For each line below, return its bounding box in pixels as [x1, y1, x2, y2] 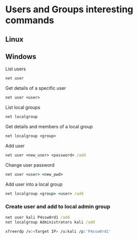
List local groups [5, 104, 41, 111]
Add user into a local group [5, 181, 63, 187]
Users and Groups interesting [5, 4, 133, 15]
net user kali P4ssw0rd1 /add [5, 214, 70, 220]
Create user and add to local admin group [5, 203, 110, 210]
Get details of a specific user [5, 85, 66, 91]
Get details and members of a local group [5, 124, 93, 130]
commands [5, 14, 54, 26]
